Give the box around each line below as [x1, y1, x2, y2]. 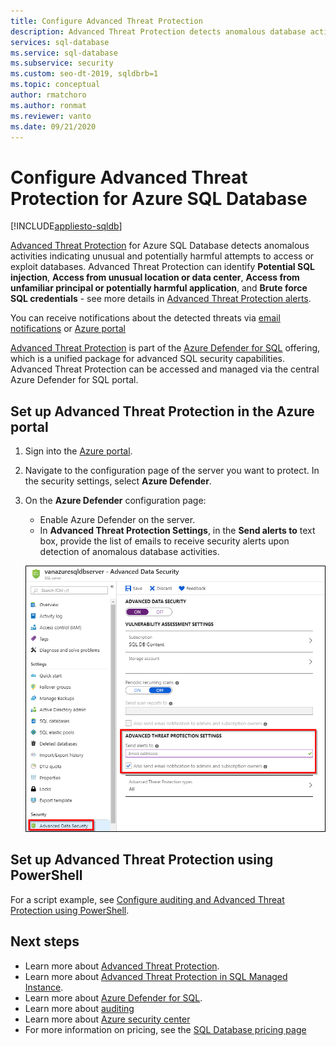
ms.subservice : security [10, 58, 114, 69]
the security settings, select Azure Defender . [24, 475, 212, 487]
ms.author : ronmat [10, 100, 87, 110]
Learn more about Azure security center [24, 1013, 191, 1025]
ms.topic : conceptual [10, 80, 101, 90]
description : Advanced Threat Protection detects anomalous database [10, 26, 307, 37]
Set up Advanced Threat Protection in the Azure [10, 403, 315, 420]
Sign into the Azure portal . [24, 445, 133, 457]
